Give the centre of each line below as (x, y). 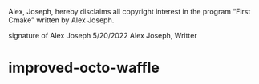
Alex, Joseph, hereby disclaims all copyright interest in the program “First (129, 12)
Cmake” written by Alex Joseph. (61, 20)
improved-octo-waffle (84, 68)
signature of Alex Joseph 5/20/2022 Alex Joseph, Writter (103, 36)
